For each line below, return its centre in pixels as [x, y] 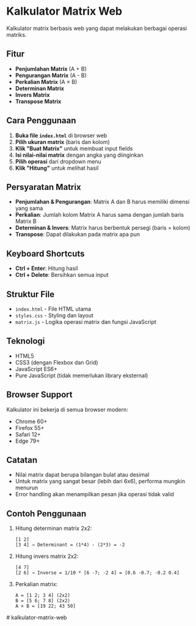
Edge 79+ [27, 441]
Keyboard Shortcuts [45, 253]
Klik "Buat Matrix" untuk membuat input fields [74, 148]
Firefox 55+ [30, 428]
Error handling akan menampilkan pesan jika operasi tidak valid [94, 494]
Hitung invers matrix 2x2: [47, 556]
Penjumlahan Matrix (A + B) [51, 69]
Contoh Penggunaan [46, 514]
